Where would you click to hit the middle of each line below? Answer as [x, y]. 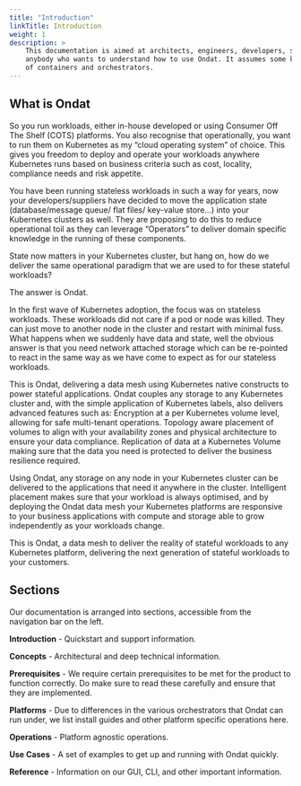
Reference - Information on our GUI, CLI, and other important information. [146, 772]
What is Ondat [50, 104]
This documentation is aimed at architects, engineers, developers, [156, 51]
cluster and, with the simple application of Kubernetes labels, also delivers [146, 403]
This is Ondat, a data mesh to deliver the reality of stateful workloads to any [149, 543]
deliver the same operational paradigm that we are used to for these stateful [150, 265]
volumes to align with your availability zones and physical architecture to [143, 432]
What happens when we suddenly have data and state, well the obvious [142, 338]
